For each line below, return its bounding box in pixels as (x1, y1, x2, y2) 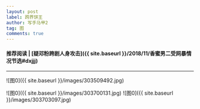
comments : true (6, 31, 44, 37)
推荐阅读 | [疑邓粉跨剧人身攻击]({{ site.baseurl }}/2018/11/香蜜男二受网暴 (6, 50, 186, 57)
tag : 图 (6, 25, 24, 31)
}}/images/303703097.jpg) (6, 96, 71, 104)
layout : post (6, 8, 39, 15)
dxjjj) (25, 57, 38, 64)
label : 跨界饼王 (6, 14, 43, 20)
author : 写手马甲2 (6, 20, 49, 25)
